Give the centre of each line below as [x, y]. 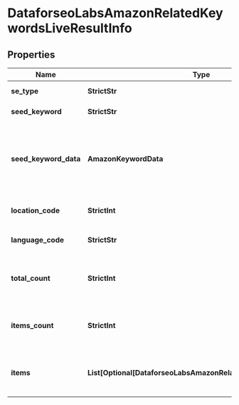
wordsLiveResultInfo [70, 28]
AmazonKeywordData [126, 159]
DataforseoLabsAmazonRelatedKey [115, 13]
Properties [31, 55]
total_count [31, 278]
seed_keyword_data [46, 159]
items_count [32, 325]
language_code [38, 240]
